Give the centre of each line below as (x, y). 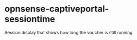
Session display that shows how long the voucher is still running (68, 32)
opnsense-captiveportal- (57, 9)
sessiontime (30, 19)
